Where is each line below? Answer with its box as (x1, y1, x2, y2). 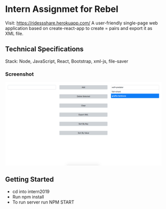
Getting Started (5, 175, 54, 184)
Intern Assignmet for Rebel (5, 3, 118, 15)
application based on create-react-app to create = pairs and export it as (5, 25, 153, 31)
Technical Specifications (5, 45, 84, 53)
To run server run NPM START (12, 199, 75, 205)
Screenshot (5, 71, 34, 78)
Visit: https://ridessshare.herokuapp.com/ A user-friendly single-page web (5, 20, 158, 26)
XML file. (5, 30, 24, 36)
